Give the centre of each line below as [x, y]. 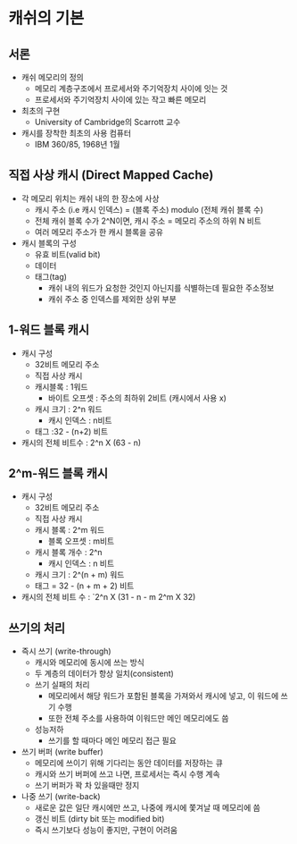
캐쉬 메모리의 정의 [52, 77]
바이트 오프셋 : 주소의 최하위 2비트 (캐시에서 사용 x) [137, 398]
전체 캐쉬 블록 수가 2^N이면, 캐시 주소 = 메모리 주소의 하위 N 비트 [148, 221]
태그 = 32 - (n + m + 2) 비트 [84, 586]
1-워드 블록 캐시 [49, 330]
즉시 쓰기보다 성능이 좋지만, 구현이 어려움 [106, 830]
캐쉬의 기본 [46, 18]
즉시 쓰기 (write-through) [66, 651]
